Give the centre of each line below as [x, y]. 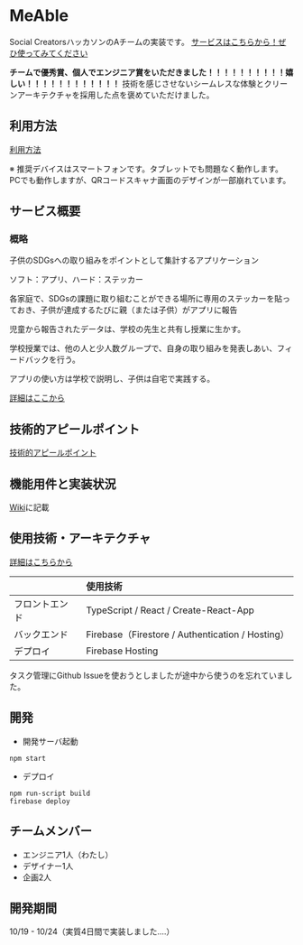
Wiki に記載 [29, 507]
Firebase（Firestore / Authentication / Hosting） [188, 635]
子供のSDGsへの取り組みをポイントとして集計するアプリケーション [134, 260]
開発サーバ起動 [50, 741]
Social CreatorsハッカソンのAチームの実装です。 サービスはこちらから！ [144, 42]
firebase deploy [40, 801]
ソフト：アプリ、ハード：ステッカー [77, 280]
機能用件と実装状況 [63, 484]
